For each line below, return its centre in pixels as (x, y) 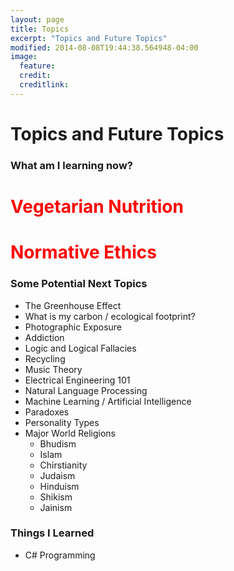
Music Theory (53, 369)
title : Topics (40, 29)
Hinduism (59, 486)
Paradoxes (47, 412)
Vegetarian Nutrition (97, 207)
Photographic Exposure (73, 327)
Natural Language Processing (86, 390)
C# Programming (60, 555)
